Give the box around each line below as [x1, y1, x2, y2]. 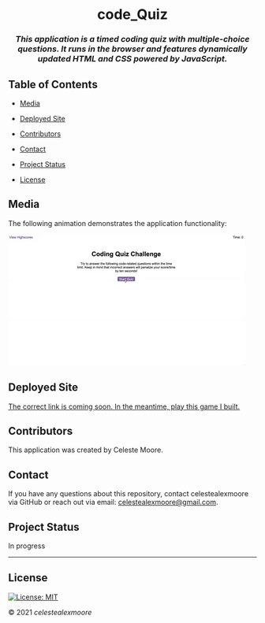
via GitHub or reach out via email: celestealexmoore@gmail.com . [8, 498, 218, 507]
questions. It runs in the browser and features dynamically [17, 43, 248, 54]
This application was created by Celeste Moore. [8, 445, 163, 454]
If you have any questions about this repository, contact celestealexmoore [8, 489, 249, 499]
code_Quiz [97, 6, 168, 24]
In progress [8, 541, 46, 551]
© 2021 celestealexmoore [8, 607, 92, 617]
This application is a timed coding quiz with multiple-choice [15, 34, 250, 45]
